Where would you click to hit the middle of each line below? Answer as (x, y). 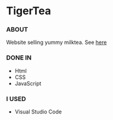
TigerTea (29, 11)
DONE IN (19, 58)
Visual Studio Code (38, 112)
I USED (16, 99)
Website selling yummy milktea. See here (56, 42)
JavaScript (28, 83)
